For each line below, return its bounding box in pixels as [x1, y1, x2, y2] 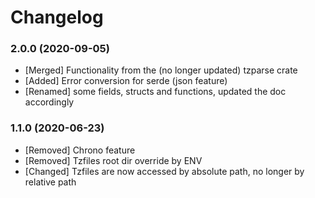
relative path [24, 176, 77, 188]
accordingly [24, 96, 75, 108]
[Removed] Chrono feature [24, 144, 136, 156]
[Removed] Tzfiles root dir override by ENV [24, 154, 203, 166]
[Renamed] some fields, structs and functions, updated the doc [24, 86, 287, 98]
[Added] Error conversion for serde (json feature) [24, 75, 228, 87]
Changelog [10, 6, 104, 29]
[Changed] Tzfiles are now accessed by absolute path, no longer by [24, 165, 305, 177]
